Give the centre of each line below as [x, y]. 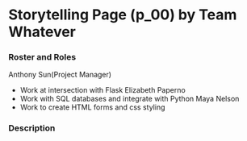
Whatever [42, 32]
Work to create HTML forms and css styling [92, 107]
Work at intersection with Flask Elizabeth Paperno [103, 90]
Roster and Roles [42, 57]
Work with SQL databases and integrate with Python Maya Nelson [130, 99]
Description [32, 128]
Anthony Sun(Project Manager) [60, 75]
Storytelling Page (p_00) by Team [123, 15]
